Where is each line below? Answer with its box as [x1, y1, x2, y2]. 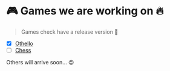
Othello [15, 40, 33, 47]
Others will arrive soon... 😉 [6, 59, 74, 66]
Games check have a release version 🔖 [21, 28, 119, 35]
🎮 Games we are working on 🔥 [6, 4, 164, 18]
